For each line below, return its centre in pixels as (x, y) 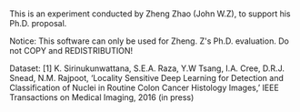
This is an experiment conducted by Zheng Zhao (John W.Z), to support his (150, 14)
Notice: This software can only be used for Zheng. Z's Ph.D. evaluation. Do (149, 41)
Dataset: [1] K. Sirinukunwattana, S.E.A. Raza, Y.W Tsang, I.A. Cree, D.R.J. (147, 68)
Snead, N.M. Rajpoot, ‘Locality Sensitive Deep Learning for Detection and (147, 78)
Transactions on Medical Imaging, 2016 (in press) (102, 97)
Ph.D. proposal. (38, 24)
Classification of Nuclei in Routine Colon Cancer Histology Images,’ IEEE (144, 88)
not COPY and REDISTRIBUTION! (71, 51)
